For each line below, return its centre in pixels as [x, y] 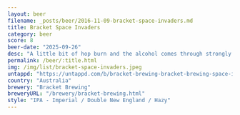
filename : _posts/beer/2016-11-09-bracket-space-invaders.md [100, 21]
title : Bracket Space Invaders [54, 27]
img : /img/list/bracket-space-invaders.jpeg [75, 67]
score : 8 [20, 41]
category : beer [30, 34]
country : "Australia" [40, 80]
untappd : [20, 74]
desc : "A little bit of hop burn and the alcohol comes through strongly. [121, 54]
